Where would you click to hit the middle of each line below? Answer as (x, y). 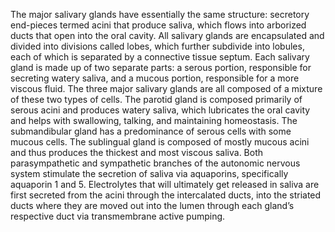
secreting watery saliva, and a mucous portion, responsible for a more (155, 78)
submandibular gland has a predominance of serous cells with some (151, 131)
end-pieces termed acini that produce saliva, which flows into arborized (158, 25)
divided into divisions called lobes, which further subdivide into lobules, (157, 46)
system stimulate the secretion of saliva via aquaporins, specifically (149, 173)
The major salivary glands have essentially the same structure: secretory (160, 14)
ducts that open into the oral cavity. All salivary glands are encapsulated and (167, 35)
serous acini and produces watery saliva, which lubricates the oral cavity (160, 110)
